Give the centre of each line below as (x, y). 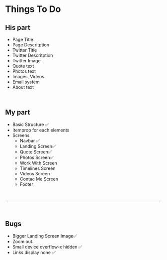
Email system (26, 82)
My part (18, 112)
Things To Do (33, 9)
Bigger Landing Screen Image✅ (44, 236)
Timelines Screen (38, 168)
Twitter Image (26, 61)
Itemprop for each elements (41, 130)
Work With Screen (38, 163)
